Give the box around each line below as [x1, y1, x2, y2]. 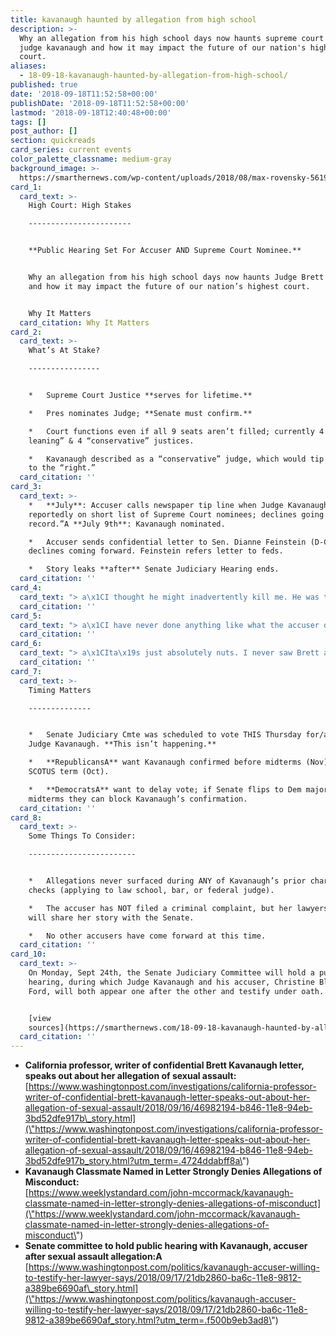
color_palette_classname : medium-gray [10, 154, 172, 164]
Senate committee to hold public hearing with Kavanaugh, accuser [24, 1240, 308, 1252]
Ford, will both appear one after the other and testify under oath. [28, 986, 325, 996]
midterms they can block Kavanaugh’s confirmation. [28, 794, 248, 804]
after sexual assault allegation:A [24, 1251, 163, 1263]
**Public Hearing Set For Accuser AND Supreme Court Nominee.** [28, 246, 302, 256]
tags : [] [10, 117, 47, 127]
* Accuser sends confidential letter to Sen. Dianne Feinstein [28, 537, 307, 547]
